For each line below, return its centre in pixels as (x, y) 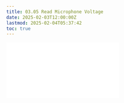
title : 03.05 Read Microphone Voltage (55, 12)
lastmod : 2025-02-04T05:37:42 (44, 23)
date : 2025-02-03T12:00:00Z (42, 17)
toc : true (19, 28)
